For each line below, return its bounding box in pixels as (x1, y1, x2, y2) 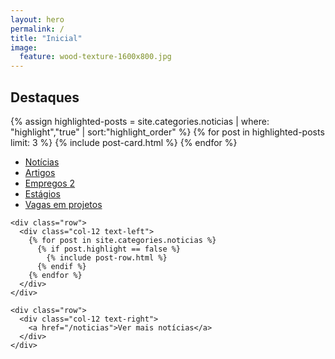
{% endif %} (36, 261, 87, 271)
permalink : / (10, 24, 65, 34)
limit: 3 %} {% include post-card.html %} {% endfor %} (10, 136, 238, 148)
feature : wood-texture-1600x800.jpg (19, 52, 172, 62)
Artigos (24, 166, 56, 178)
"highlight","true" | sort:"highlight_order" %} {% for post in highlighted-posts (10, 126, 325, 138)
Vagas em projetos (24, 198, 103, 210)
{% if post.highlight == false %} (36, 244, 182, 254)
